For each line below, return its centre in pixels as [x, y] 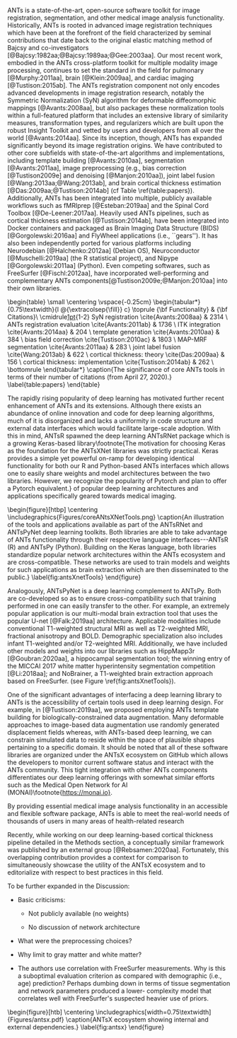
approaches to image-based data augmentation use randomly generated [113, 725]
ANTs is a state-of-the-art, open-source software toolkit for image [104, 10]
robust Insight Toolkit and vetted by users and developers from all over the [116, 130]
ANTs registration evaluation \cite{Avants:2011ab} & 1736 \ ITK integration [114, 324]
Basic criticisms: [41, 900]
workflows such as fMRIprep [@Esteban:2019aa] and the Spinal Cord [108, 205]
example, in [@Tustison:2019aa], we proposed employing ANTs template [113, 710]
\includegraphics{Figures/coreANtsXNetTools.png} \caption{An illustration [116, 517]
